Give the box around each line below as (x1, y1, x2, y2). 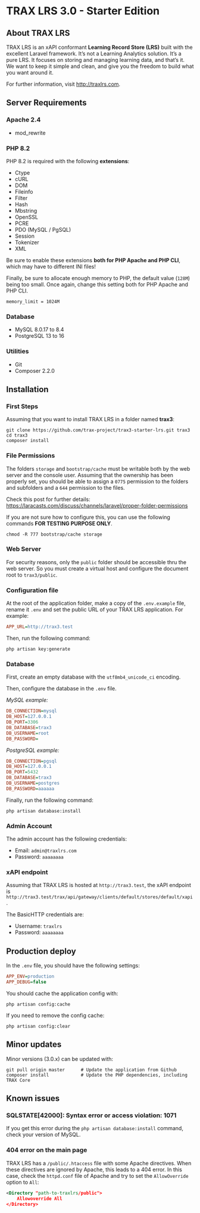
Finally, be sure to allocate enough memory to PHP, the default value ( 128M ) (6, 274, 190, 281)
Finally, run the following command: (6, 797, 93, 804)
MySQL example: (6, 696, 49, 704)
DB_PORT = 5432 (6, 769, 39, 775)
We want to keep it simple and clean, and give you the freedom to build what (6, 63, 194, 70)
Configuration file (6, 586, 58, 594)
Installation (6, 384, 49, 394)
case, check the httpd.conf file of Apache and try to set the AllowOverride (6, 1172, 189, 1179)
